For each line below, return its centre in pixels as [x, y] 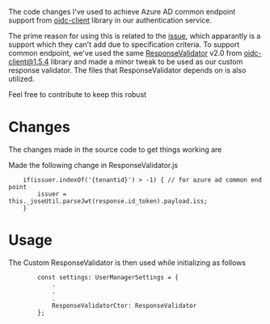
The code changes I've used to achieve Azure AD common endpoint [122, 12]
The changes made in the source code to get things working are [115, 149]
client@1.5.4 [29, 61]
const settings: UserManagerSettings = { [108, 277]
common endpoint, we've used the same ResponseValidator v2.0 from [125, 53]
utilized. [21, 79]
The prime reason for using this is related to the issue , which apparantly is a [135, 36]
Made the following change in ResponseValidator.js [93, 165]
